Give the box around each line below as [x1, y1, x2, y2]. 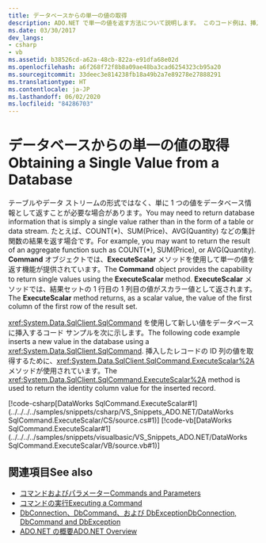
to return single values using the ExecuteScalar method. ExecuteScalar [8, 274, 243, 284]
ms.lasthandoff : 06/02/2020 [8, 93, 101, 101]
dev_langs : [8, 33, 44, 42]
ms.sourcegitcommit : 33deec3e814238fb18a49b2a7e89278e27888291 [8, 71, 222, 78]
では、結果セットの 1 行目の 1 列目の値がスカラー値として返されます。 [28, 285, 257, 294]
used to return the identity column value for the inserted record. [8, 384, 216, 393]
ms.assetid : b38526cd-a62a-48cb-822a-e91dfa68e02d [8, 56, 179, 64]
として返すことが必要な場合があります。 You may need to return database [14, 208, 255, 218]
